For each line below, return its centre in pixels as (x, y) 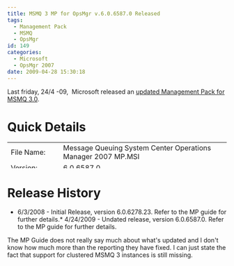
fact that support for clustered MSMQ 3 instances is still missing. (100, 255)
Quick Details (47, 127)
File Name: (28, 152)
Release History (54, 193)
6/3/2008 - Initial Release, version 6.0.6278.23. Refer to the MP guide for (122, 212)
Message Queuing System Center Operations (137, 148)
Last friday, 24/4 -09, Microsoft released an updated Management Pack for (116, 92)
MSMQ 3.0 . (23, 99)
